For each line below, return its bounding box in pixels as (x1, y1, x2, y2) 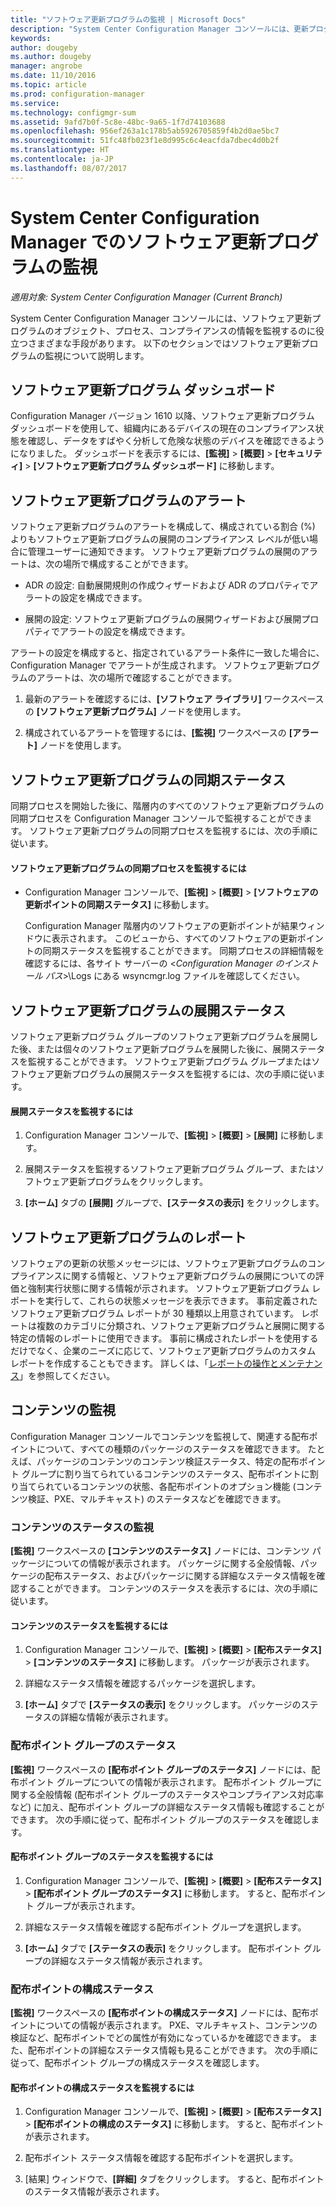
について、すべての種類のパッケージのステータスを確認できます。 (36, 1442, 306, 1455)
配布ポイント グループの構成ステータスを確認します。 (44, 2057, 265, 2069)
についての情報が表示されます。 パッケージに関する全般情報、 (44, 1557, 301, 1570)
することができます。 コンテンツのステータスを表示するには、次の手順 (18, 1582, 310, 1595)
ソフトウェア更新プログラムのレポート (10, 1229, 247, 1246)
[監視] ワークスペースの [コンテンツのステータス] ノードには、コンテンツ (10, 1545, 310, 1557)
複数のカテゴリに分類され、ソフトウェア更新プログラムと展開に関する (36, 1320, 326, 1332)
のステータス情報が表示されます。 (24, 2186, 165, 2198)
